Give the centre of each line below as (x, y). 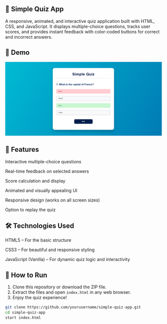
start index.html (23, 318)
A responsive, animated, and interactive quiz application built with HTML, (80, 21)
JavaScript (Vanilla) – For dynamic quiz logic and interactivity (68, 259)
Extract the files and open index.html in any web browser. (72, 292)
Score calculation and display (35, 181)
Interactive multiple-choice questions (43, 161)
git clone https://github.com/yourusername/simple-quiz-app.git (73, 307)
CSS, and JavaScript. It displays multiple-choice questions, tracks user (78, 26)
